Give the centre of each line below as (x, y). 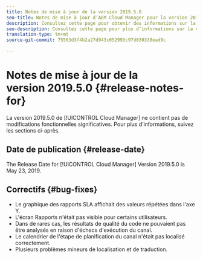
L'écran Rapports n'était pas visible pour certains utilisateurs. (91, 217)
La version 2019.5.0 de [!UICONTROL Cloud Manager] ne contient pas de (97, 117)
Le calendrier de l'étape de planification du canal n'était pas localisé (100, 236)
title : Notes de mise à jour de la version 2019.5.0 (74, 12)
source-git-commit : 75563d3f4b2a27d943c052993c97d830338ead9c (86, 40)
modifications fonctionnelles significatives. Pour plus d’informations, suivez (100, 124)
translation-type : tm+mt (37, 34)
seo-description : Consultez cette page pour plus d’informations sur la (100, 29)
